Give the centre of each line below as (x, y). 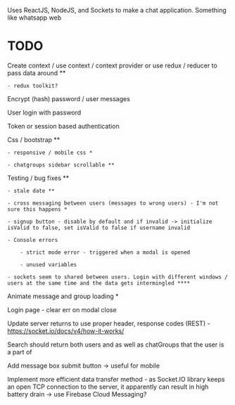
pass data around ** (37, 72)
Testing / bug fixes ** (38, 178)
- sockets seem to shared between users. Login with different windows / (118, 277)
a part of (20, 352)
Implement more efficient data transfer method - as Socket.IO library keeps (116, 379)
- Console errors (33, 240)
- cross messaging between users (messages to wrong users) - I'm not (113, 203)
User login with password (44, 112)
